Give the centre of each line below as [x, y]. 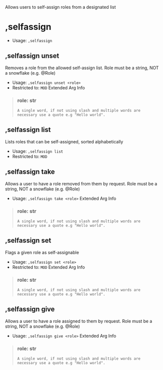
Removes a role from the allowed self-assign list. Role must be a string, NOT [82, 68]
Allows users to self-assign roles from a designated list [61, 7]
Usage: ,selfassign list [38, 151]
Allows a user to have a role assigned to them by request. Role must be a [79, 321]
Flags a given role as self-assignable [42, 252]
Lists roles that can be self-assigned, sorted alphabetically [64, 141]
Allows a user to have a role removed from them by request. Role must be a [81, 184]
